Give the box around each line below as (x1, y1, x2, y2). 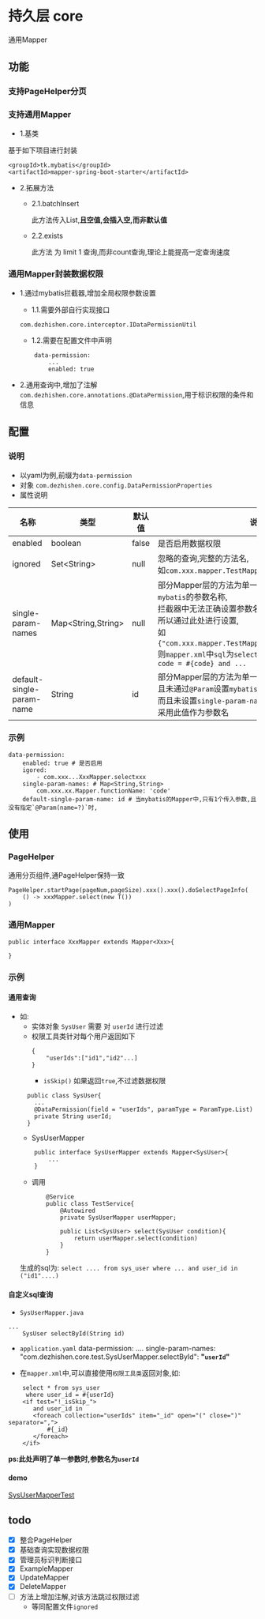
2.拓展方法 (19, 183, 54, 192)
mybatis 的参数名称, (157, 591, 228, 602)
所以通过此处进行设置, (157, 615, 239, 626)
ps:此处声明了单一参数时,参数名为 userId (8, 1455, 140, 1464)
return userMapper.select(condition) (73, 1234, 199, 1242)
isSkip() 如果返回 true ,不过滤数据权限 (43, 1075, 166, 1085)
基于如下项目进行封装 (8, 145, 77, 155)
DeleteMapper (19, 1582, 67, 1591)
